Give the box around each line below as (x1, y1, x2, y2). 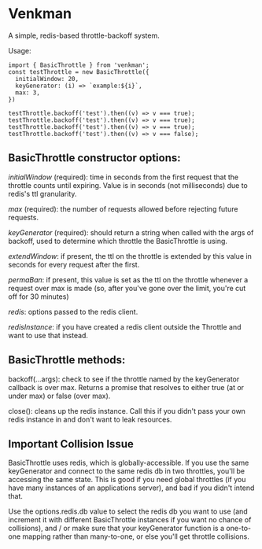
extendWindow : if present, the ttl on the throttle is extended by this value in (8, 251, 252, 260)
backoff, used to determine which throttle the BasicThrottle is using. (8, 236, 228, 245)
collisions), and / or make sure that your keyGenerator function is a (8, 524, 225, 533)
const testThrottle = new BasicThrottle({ (8, 68, 149, 76)
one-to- (225, 524, 252, 533)
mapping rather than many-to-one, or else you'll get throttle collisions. (22, 532, 249, 541)
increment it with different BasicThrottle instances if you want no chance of (8, 515, 252, 525)
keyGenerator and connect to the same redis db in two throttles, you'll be (8, 466, 245, 476)
